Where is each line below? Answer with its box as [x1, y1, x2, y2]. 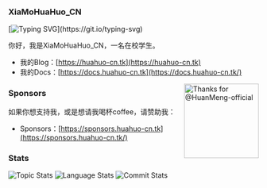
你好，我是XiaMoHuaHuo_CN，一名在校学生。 [8, 40, 161, 50]
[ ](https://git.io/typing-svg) [8, 25, 143, 34]
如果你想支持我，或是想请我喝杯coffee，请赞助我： [8, 106, 176, 117]
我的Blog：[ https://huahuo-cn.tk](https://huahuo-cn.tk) [19, 58, 201, 67]
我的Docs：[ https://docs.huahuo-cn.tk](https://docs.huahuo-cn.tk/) [19, 67, 242, 77]
